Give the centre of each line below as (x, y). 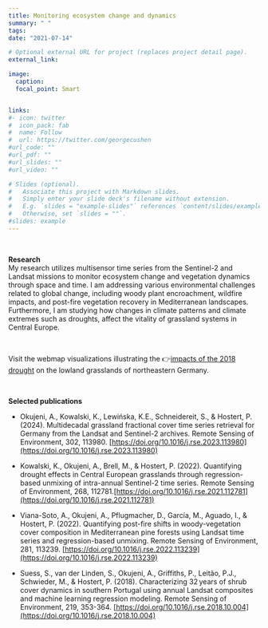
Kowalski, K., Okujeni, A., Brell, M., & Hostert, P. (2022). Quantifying (130, 466)
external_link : (33, 60)
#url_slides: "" (35, 162)
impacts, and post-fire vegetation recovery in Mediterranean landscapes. (128, 302)
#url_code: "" (32, 148)
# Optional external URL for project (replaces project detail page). (128, 53)
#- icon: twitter (37, 118)
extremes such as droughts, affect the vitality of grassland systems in (122, 318)
